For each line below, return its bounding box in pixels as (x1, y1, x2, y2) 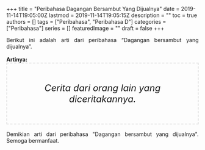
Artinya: (6, 56, 27, 63)
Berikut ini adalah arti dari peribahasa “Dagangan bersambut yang (6, 37, 199, 43)
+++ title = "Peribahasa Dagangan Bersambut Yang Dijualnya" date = (6, 5, 180, 12)
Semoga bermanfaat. (6, 137, 60, 144)
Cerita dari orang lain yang (44, 82, 161, 94)
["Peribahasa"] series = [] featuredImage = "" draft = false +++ (6, 24, 165, 32)
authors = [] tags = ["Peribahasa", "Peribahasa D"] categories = (6, 18, 167, 25)
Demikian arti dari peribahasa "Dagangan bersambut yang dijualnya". (6, 130, 199, 138)
